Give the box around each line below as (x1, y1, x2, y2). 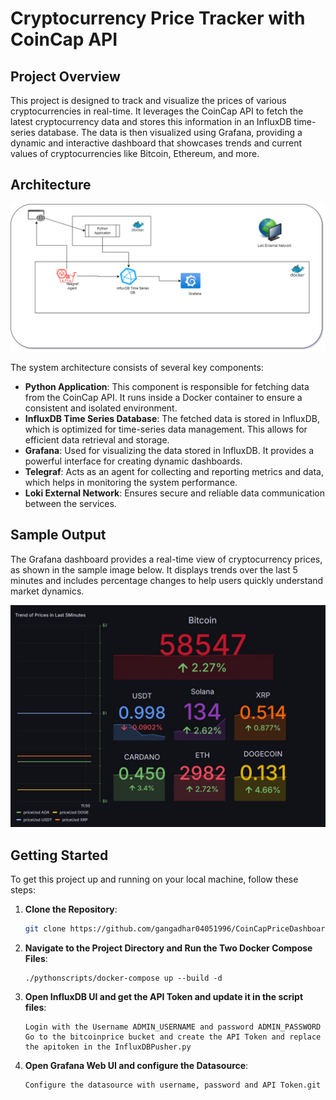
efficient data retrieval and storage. (24, 434, 170, 446)
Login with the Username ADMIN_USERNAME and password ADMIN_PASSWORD (24, 1022, 322, 1032)
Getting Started (10, 847, 109, 864)
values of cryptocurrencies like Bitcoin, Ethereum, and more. (10, 148, 260, 159)
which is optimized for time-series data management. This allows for (24, 423, 308, 436)
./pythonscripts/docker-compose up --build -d (24, 973, 223, 983)
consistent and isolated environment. (24, 402, 178, 414)
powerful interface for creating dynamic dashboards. (24, 455, 243, 467)
